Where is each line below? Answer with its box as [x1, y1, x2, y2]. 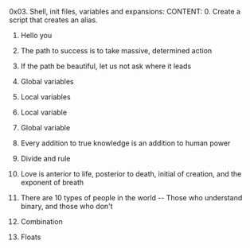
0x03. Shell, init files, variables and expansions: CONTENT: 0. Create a [9, 7, 241, 16]
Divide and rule [20, 154, 71, 163]
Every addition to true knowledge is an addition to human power [20, 138, 231, 148]
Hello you [20, 31, 53, 40]
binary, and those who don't [20, 202, 114, 211]
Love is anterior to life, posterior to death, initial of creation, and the [20, 169, 242, 178]
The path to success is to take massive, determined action [20, 46, 213, 55]
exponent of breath [20, 178, 84, 187]
